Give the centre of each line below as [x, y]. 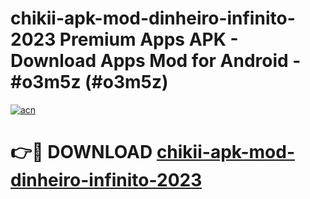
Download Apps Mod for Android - [156, 61]
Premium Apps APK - [149, 39]
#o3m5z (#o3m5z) [89, 82]
